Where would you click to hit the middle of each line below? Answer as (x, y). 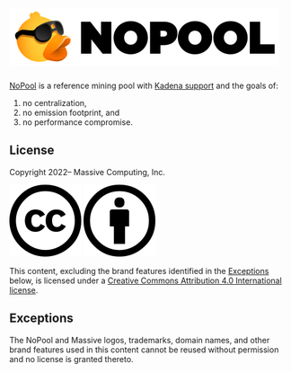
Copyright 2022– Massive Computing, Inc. (88, 172)
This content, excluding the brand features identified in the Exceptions (139, 271)
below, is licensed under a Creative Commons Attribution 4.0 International (146, 280)
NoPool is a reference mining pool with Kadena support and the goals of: (144, 85)
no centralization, (54, 102)
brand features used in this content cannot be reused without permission (144, 350)
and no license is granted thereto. (71, 359)
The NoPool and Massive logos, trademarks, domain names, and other (140, 340)
